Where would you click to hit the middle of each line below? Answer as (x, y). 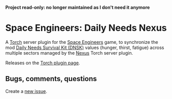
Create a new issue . (26, 91)
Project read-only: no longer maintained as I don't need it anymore (78, 7)
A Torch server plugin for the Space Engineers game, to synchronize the (82, 42)
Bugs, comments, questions (51, 79)
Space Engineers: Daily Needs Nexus (86, 28)
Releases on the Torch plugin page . (43, 63)
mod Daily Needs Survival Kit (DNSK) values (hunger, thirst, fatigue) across (85, 47)
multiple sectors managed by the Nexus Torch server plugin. (69, 53)
